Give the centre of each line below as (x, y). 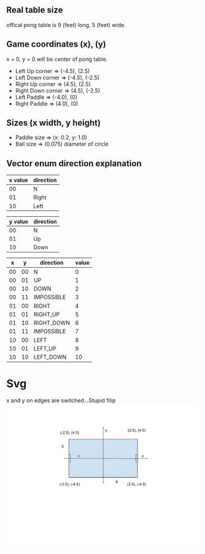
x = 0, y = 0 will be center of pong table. (57, 59)
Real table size (35, 10)
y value (19, 221)
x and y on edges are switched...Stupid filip (61, 400)
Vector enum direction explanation (74, 163)
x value (19, 180)
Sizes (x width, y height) (54, 123)
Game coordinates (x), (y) (56, 45)
